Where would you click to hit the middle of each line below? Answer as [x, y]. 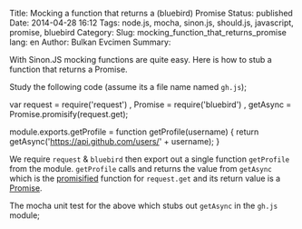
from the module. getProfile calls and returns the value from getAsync [141, 169]
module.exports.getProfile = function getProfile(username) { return [134, 132]
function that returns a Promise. [69, 69]
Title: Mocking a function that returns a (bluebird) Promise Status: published [151, 13]
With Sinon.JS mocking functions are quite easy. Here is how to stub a [141, 60]
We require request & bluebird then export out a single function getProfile [150, 159]
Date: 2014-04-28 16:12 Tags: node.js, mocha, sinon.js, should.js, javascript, [152, 23]
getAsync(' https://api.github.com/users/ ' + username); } [115, 141]
